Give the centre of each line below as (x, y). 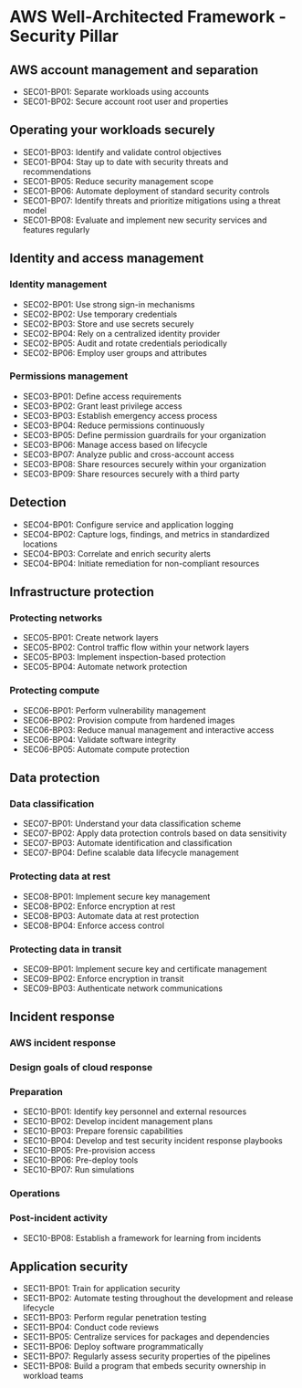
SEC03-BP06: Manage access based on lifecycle (115, 444)
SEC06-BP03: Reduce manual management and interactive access (148, 730)
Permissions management (69, 376)
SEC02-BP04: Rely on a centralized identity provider (121, 333)
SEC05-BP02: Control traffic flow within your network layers (135, 647)
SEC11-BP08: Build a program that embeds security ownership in (144, 1366)
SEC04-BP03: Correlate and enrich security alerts (117, 553)
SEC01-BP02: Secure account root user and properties (125, 101)
